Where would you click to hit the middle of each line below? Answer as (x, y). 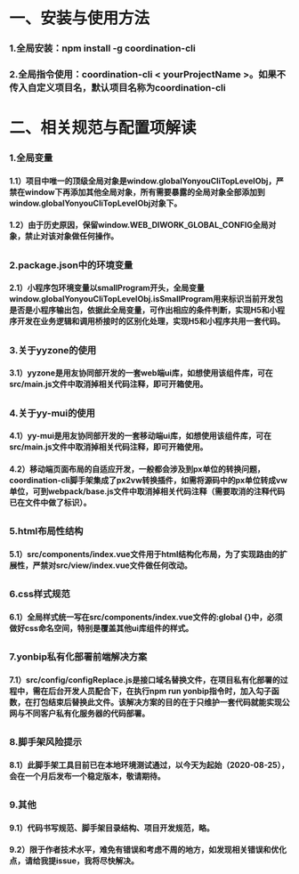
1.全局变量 (31, 158)
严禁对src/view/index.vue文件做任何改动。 (113, 565)
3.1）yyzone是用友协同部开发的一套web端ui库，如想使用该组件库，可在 (141, 373)
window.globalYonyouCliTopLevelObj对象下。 (96, 203)
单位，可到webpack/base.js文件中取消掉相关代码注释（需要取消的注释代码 (147, 491)
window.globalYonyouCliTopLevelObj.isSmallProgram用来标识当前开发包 (146, 299)
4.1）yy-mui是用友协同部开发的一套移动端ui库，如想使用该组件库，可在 (141, 436)
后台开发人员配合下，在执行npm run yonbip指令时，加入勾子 (160, 691)
